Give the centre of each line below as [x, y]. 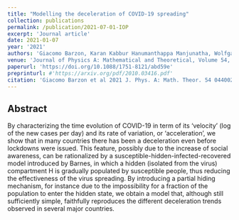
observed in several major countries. [61, 209]
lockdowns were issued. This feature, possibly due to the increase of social [118, 148]
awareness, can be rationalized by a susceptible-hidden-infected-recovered [119, 156]
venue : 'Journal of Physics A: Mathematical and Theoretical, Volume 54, [119, 60]
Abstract [27, 108]
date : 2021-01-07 [33, 40]
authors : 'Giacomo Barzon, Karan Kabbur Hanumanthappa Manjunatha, [110, 54]
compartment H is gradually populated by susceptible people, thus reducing [119, 171]
